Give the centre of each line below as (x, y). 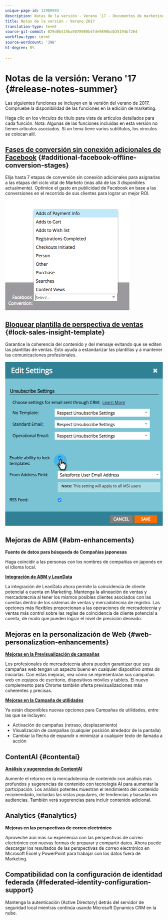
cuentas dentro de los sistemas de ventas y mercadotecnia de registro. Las (82, 603)
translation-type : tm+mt (31, 27)
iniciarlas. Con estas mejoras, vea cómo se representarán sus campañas (80, 675)
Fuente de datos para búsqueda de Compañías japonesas (66, 552)
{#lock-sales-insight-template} (55, 332)
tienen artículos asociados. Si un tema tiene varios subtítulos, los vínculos (81, 128)
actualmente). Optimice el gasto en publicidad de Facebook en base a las (81, 188)
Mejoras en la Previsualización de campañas (52, 654)
